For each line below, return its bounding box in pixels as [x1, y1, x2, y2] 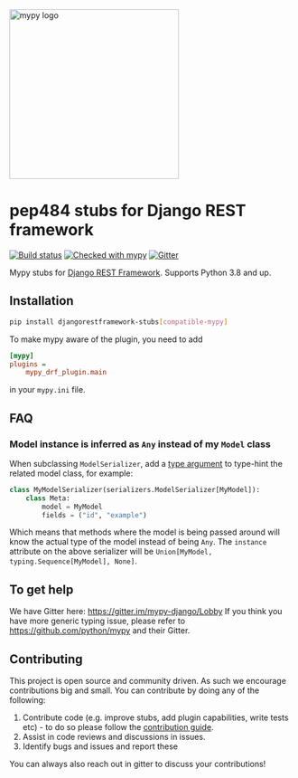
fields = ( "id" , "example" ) [42, 510, 147, 519]
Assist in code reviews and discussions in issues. [22, 732, 206, 743]
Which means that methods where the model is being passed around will [9, 527, 280, 537]
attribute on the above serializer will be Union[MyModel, [9, 546, 213, 557]
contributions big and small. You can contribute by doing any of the [9, 685, 260, 696]
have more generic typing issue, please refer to [9, 615, 186, 627]
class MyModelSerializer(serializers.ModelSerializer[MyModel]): [9, 485, 260, 494]
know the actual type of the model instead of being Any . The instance [9, 536, 267, 547]
